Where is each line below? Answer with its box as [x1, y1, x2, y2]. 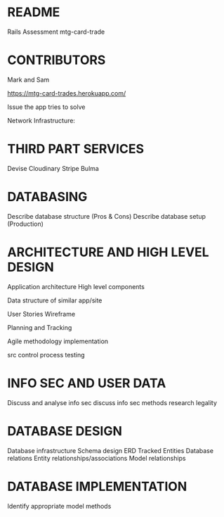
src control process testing [7, 350, 86, 359]
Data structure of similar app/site [7, 296, 103, 305]
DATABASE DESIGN [7, 423, 123, 439]
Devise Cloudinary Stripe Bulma [7, 164, 100, 172]
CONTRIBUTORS [7, 52, 106, 68]
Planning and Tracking [7, 323, 72, 331]
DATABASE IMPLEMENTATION [7, 478, 187, 494]
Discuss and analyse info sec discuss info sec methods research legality [7, 398, 218, 407]
